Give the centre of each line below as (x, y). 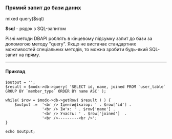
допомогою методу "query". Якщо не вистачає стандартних (71, 44)
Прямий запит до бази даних (43, 8)
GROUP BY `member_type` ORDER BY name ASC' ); (56, 91)
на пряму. (29, 55)
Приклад (15, 71)
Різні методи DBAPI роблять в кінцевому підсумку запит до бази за (79, 39)
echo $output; (20, 131)
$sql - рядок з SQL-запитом (36, 29)
